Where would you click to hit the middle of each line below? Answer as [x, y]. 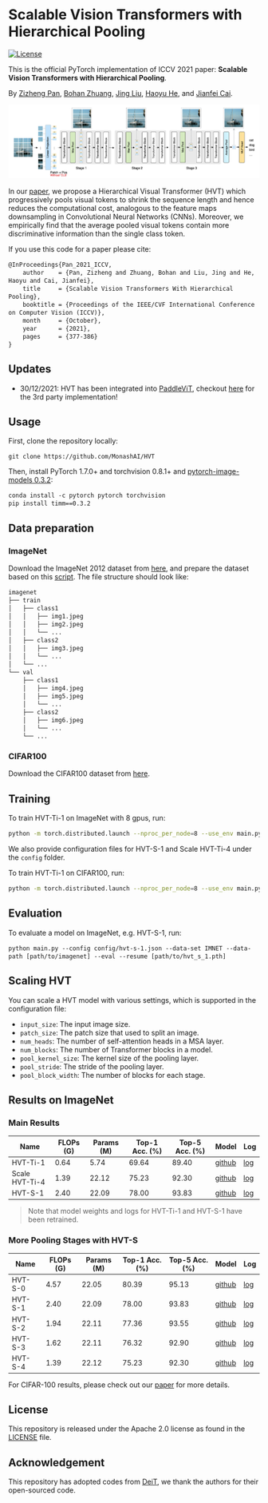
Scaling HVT [40, 981]
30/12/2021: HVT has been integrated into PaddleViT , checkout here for [137, 388]
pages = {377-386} [60, 336]
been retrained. [53, 1219]
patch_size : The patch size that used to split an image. [109, 1032]
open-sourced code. [42, 1490]
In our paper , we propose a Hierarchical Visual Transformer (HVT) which [127, 191]
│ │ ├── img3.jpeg [46, 649]
